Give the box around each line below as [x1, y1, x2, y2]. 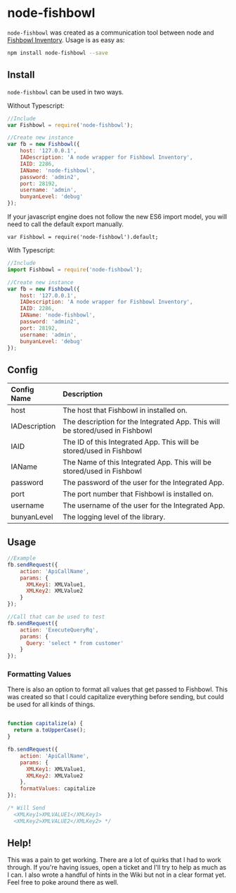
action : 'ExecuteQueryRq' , [20, 626, 99, 634]
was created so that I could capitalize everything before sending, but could [7, 693, 224, 701]
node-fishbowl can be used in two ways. [7, 87, 124, 96]
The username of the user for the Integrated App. [63, 500, 225, 510]
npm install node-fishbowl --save [7, 49, 109, 56]
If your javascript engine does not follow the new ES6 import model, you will [7, 213, 228, 221]
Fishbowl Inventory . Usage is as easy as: [7, 35, 125, 44]
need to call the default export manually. [7, 220, 124, 228]
